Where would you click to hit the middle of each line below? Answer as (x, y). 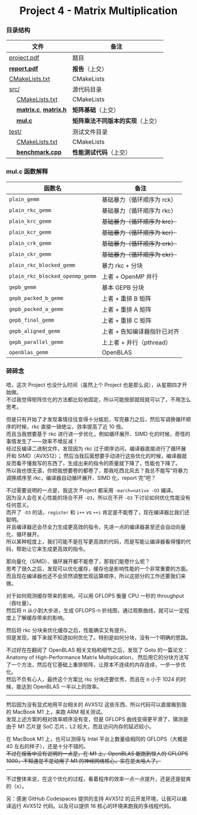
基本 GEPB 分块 (123, 287)
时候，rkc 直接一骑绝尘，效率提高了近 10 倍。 (71, 427)
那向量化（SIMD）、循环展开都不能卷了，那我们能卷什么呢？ (78, 561)
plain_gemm (24, 199)
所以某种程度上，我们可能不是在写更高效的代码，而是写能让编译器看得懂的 (96, 542)
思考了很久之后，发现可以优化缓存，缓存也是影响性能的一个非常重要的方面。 (98, 569)
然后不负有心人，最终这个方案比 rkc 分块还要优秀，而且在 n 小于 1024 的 (94, 679)
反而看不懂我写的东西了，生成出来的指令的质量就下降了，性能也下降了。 (93, 463)
